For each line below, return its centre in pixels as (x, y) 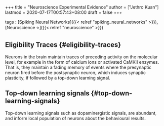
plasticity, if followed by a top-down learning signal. (58, 78)
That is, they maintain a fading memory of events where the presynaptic (78, 67)
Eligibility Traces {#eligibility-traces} (63, 45)
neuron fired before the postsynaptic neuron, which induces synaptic (75, 72)
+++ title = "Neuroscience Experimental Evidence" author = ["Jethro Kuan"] (82, 7)
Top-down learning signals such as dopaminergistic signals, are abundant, (81, 113)
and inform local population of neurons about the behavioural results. (76, 118)
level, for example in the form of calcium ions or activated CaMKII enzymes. (82, 62)
